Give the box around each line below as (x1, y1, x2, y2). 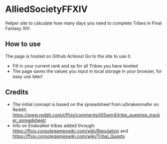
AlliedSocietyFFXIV (5, 3, 88, 15)
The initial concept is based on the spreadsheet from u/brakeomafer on (12, 101, 159, 107)
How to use (5, 40, 41, 48)
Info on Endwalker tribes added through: (12, 122, 96, 128)
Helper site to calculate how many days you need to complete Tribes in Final (5, 20, 162, 26)
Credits (5, 88, 29, 96)
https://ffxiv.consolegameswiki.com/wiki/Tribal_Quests (12, 133, 125, 139)
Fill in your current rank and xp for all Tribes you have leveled (12, 62, 138, 68)
